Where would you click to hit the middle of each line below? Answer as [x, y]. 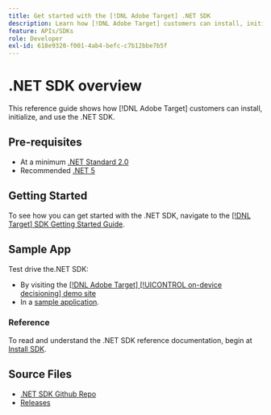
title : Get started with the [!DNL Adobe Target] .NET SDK [110, 16]
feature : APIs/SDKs [41, 31]
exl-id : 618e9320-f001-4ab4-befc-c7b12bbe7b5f [88, 46]
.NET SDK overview [75, 86]
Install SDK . [27, 349]
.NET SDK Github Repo [58, 394]
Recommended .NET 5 [57, 170]
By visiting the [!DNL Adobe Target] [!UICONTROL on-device [121, 285]
